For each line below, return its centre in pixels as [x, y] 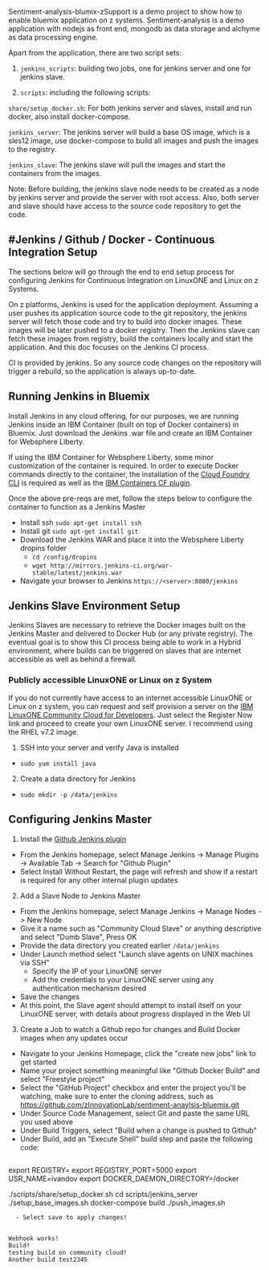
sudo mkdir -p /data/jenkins [69, 795]
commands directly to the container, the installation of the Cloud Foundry [129, 474]
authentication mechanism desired [89, 988]
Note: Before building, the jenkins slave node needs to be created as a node [134, 189]
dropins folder [43, 548]
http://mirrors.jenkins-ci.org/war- [111, 566]
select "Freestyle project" [62, 1079]
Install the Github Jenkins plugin [73, 838]
